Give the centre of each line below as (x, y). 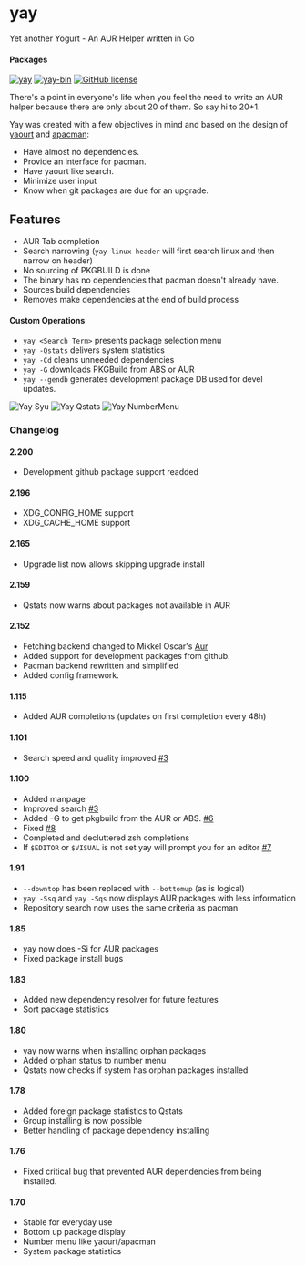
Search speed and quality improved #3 (95, 757)
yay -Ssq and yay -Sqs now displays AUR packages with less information (159, 898)
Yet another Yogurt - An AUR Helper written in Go (102, 38)
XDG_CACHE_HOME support (76, 523)
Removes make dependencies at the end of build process (131, 299)
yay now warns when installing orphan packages (114, 1050)
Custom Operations (47, 320)
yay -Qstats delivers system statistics (94, 350)
